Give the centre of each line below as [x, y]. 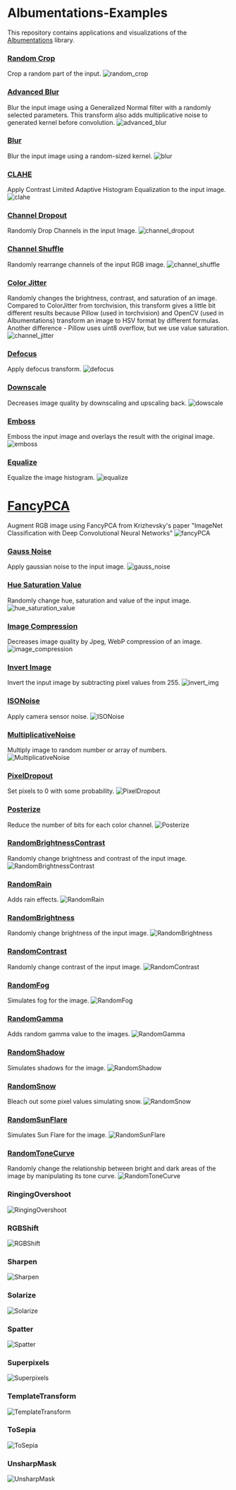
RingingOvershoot [39, 1194]
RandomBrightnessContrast [56, 843]
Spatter [20, 1329]
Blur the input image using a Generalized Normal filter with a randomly [109, 107]
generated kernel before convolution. [61, 122]
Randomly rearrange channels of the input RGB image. [86, 264]
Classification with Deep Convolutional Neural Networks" [90, 533]
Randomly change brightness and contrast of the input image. [97, 858]
